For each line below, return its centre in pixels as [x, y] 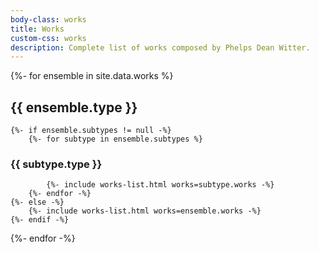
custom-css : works [48, 38]
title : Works [37, 29]
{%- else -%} [37, 202]
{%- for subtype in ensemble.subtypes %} [115, 139]
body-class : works [48, 19]
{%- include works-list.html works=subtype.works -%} [160, 185]
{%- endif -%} [40, 220]
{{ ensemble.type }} [74, 107]
